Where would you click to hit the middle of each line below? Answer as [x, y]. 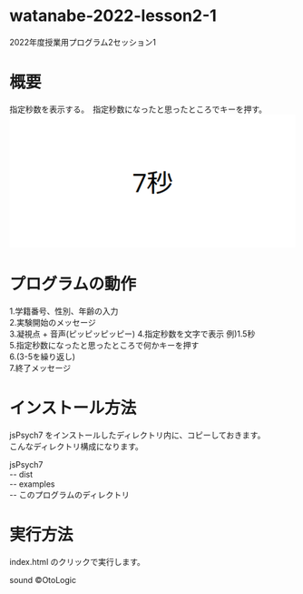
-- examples [32, 484]
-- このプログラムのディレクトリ [69, 494]
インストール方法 [73, 408]
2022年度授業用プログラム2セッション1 [83, 42]
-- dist [21, 474]
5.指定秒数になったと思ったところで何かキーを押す [104, 345]
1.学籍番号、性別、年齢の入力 [64, 311]
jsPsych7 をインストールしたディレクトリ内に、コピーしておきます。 [137, 435]
